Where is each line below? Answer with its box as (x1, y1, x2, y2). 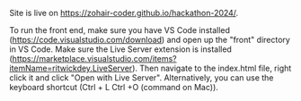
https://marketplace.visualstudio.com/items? (12, 54, 177, 63)
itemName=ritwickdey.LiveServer (9, 63, 133, 73)
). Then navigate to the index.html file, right (131, 63, 292, 73)
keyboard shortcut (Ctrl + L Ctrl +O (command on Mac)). (9, 82, 218, 92)
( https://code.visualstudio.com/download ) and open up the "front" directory (9, 35, 290, 45)
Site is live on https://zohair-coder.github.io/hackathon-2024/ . (9, 8, 239, 18)
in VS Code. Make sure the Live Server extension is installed (9, 44, 232, 55)
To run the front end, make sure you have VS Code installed (9, 25, 231, 35)
